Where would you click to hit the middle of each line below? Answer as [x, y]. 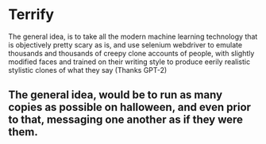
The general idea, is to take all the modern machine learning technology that [133, 36]
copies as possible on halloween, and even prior [130, 107]
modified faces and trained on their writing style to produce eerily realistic [129, 62]
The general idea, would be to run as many [116, 95]
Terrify [31, 15]
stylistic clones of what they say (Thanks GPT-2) [88, 70]
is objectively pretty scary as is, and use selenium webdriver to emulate [125, 44]
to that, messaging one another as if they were [126, 120]
